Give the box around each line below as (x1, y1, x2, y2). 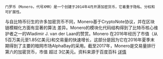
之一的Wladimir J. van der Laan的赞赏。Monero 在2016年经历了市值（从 (13, 31, 158, 36)
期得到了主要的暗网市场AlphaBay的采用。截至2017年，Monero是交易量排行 (5, 43, 156, 48)
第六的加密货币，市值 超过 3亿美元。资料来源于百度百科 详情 (5, 49, 127, 55)
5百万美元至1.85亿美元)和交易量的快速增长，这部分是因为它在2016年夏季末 (5, 37, 155, 43)
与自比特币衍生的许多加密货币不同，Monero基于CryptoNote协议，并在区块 (5, 19, 155, 24)
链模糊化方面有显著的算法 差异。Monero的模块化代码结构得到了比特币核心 (5, 25, 154, 30)
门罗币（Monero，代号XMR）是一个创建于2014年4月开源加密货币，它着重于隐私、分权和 (5, 4, 155, 9)
